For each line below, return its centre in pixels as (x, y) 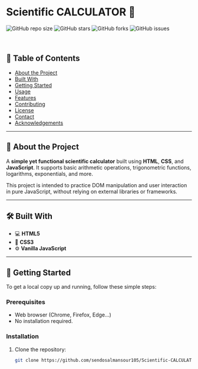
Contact (24, 116)
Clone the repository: (40, 349)
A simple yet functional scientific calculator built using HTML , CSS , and (95, 161)
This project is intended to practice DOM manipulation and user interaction (97, 185)
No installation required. (44, 321)
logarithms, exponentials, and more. (49, 174)
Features (25, 97)
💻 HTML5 (27, 234)
